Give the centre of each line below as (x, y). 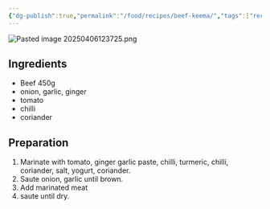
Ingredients (38, 64)
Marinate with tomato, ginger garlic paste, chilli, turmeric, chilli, (124, 162)
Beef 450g (38, 83)
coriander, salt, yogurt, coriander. (75, 170)
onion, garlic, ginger (53, 92)
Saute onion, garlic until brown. (72, 179)
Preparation (39, 143)
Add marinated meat (54, 188)
